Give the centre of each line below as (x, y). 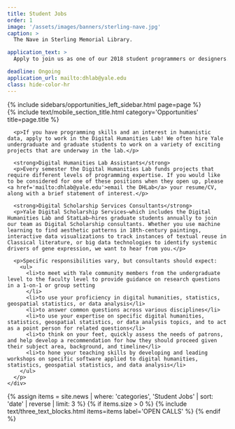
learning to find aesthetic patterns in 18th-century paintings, (104, 230)
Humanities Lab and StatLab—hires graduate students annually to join (112, 218)
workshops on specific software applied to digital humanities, (103, 359)
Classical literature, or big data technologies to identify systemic (112, 242)
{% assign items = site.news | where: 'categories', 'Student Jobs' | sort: (110, 396)
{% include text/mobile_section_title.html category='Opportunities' (103, 112)
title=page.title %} (33, 119)
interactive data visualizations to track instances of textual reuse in (117, 236)
